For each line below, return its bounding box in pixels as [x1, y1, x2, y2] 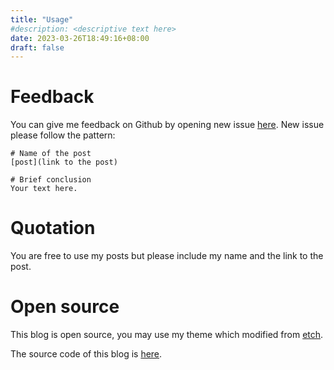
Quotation [10, 217, 96, 240]
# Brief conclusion [10, 175, 92, 185]
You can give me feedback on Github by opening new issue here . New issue [10, 119, 325, 131]
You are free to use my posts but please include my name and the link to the [10, 250, 324, 262]
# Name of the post [10, 149, 92, 159]
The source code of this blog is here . [10, 348, 163, 360]
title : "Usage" [10, 14, 74, 25]
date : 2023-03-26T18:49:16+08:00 [10, 33, 150, 43]
